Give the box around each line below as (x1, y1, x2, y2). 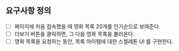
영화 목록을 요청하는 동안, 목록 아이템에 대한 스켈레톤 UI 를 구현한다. (14, 38, 174, 45)
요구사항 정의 (5, 5, 52, 16)
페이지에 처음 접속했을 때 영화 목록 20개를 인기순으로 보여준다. (14, 23, 160, 30)
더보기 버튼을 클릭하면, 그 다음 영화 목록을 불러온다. (14, 30, 135, 37)
